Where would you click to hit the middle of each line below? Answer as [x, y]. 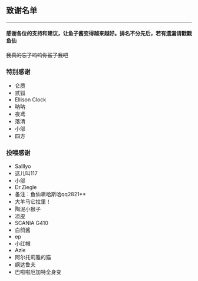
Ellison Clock [30, 100]
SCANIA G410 [32, 223]
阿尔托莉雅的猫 [33, 257]
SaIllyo [23, 166]
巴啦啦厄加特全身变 [38, 272]
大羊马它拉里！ [33, 201]
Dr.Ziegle [26, 187]
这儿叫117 [26, 173]
